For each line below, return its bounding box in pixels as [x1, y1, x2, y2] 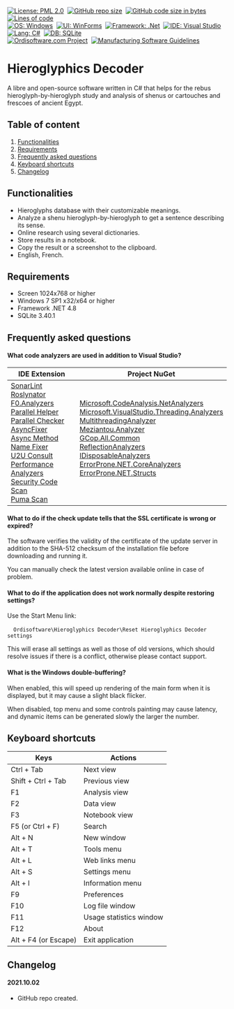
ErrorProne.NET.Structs [79, 468, 157, 478]
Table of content [7, 119, 80, 131]
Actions [110, 753, 137, 763]
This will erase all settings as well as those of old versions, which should [7, 645, 214, 653]
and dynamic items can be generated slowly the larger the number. [7, 712, 200, 720]
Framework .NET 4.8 [17, 304, 77, 312]
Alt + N [10, 833, 33, 843]
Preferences [83, 890, 124, 899]
